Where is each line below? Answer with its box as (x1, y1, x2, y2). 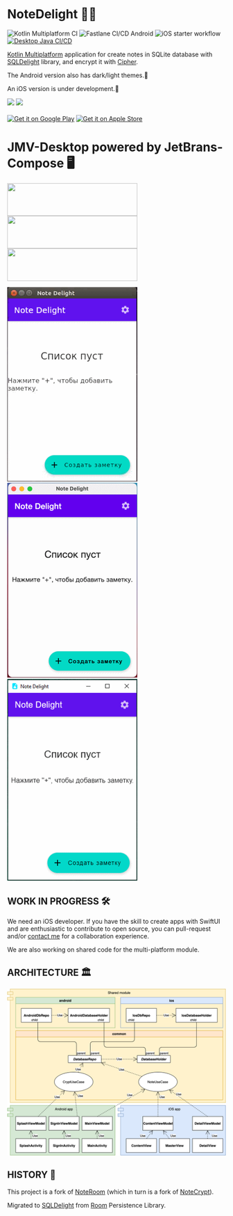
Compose (7, 155, 64, 171)
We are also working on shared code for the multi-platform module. (7, 945, 200, 954)
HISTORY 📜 (7, 1169, 56, 1181)
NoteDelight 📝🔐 (7, 6, 97, 22)
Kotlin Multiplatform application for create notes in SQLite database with (7, 50, 213, 58)
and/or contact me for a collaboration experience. (7, 932, 149, 941)
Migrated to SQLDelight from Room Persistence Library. (7, 1201, 166, 1209)
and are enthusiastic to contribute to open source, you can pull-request (7, 925, 212, 933)
